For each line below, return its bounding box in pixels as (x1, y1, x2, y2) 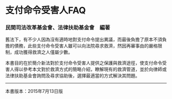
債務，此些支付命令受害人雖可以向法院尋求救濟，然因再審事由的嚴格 (14, 43, 158, 49)
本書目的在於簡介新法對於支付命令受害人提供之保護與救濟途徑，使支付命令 (5, 60, 162, 66)
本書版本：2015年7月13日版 (5, 88, 63, 94)
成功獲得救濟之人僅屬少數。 (14, 49, 73, 55)
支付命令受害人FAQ (5, 5, 86, 16)
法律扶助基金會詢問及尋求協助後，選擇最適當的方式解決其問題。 (5, 73, 140, 79)
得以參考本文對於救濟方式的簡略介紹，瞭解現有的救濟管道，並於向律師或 (14, 67, 167, 73)
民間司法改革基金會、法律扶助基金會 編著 (5, 24, 111, 31)
